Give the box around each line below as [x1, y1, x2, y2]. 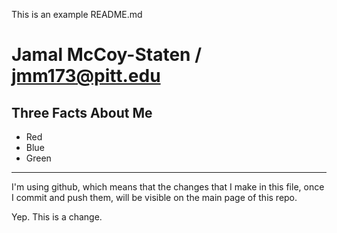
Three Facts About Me [11, 104, 153, 121]
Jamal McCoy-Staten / [11, 44, 203, 66]
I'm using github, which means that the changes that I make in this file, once [11, 181, 325, 193]
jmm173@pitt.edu [11, 65, 161, 88]
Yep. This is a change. [11, 211, 103, 223]
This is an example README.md [11, 9, 143, 20]
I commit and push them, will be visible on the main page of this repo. [11, 192, 298, 203]
